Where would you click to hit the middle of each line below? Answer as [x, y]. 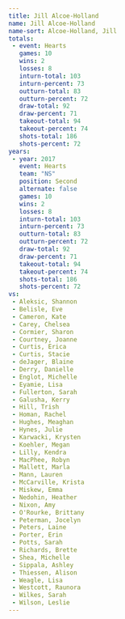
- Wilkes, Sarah [39, 596]
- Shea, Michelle [41, 558]
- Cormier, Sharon [43, 332]
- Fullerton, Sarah [45, 392]
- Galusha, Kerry [41, 400]
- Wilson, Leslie [41, 603]
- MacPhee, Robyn [41, 460]
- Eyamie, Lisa [37, 384]
